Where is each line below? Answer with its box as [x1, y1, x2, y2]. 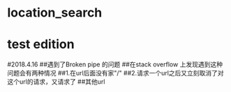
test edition [7, 37, 75, 53]
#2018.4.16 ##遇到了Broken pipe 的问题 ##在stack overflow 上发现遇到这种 [7, 60, 223, 68]
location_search [7, 5, 103, 21]
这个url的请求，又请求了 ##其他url [7, 77, 105, 86]
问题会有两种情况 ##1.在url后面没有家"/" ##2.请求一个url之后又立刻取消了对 [7, 69, 225, 77]
